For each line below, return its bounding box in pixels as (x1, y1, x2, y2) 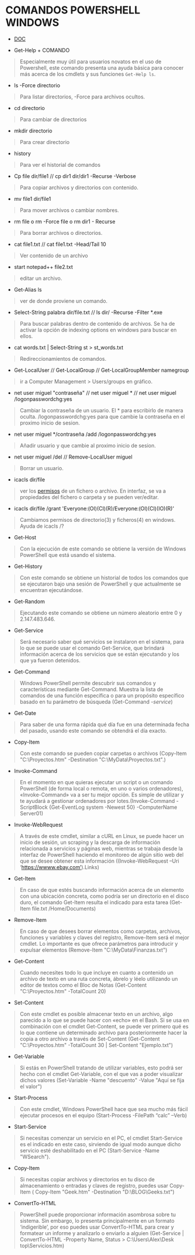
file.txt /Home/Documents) (32, 905, 96, 912)
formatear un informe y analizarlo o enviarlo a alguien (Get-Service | (19, 1229, 184, 1236)
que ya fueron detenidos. (19, 656, 81, 664)
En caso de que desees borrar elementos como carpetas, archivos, (19, 928, 182, 935)
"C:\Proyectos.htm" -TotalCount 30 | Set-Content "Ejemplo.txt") (19, 1041, 173, 1048)
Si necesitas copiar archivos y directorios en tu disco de (19, 1175, 155, 1183)
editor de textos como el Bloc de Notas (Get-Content (19, 982, 147, 989)
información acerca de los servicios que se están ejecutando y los (19, 651, 179, 658)
